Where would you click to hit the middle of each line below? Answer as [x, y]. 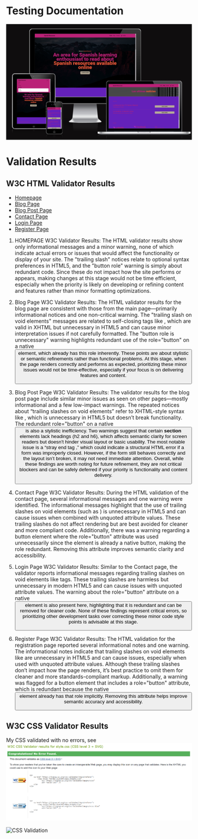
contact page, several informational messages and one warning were [98, 498]
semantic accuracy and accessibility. [103, 702]
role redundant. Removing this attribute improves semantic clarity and [99, 549]
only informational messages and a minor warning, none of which [94, 247]
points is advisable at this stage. [103, 622]
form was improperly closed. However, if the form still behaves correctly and [103, 453]
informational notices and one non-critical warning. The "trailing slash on [103, 315]
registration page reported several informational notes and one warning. [102, 645]
